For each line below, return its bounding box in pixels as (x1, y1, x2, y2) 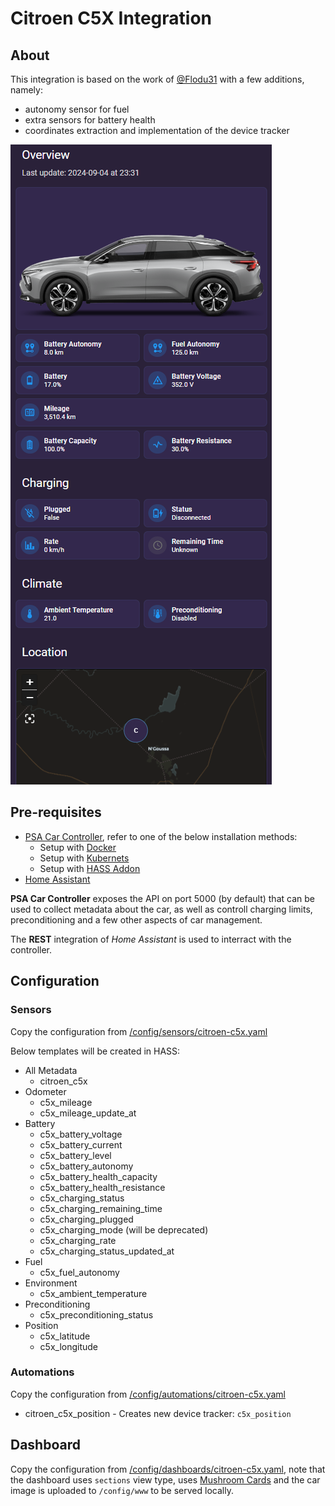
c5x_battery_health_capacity (39, 1170, 158, 1182)
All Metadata (24, 1064, 78, 1076)
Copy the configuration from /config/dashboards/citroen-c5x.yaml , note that (10, 1463, 326, 1475)
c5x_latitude (39, 1330, 91, 1342)
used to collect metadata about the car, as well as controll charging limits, (10, 903, 313, 915)
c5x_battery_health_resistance (39, 1181, 166, 1193)
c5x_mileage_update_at (39, 1107, 137, 1119)
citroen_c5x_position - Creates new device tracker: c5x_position (24, 1407, 292, 1419)
